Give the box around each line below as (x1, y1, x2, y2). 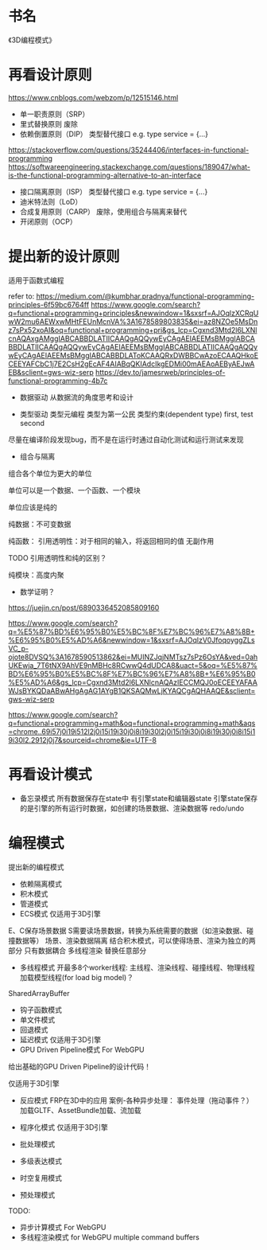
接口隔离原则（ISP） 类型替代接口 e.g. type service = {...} (19, 186, 208, 196)
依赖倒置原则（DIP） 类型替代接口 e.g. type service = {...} (19, 129, 209, 139)
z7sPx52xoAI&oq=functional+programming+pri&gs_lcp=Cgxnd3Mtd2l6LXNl (8, 325, 257, 334)
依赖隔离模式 (19, 879, 62, 889)
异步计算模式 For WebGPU (19, 1222, 106, 1232)
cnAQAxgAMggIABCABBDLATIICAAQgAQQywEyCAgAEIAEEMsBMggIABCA (8, 334, 256, 343)
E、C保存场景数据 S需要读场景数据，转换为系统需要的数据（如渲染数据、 (8, 925, 247, 936)
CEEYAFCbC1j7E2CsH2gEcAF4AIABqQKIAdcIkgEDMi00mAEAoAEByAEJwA (8, 359, 255, 369)
